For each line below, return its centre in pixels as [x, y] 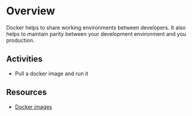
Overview [31, 11]
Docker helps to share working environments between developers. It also [96, 28]
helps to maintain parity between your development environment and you [96, 33]
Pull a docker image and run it [51, 74]
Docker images [33, 106]
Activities [24, 59]
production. [20, 40]
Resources [27, 92]
